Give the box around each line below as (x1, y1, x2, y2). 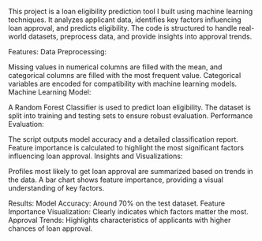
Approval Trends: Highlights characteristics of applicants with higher (8, 216, 231, 224)
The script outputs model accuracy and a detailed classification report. (8, 135, 239, 144)
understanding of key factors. (8, 184, 105, 192)
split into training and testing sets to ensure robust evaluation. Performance (8, 111, 253, 120)
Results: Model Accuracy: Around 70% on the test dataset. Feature (8, 198, 226, 208)
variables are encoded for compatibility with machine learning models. (8, 79, 238, 88)
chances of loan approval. (8, 224, 93, 233)
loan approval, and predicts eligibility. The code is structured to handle (8, 24, 238, 32)
